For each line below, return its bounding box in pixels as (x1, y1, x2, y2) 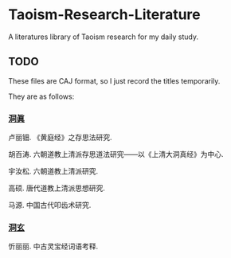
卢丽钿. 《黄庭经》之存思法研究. (8, 133, 113, 143)
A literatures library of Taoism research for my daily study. (8, 32, 199, 41)
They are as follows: (8, 92, 75, 101)
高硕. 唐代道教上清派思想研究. (8, 183, 106, 193)
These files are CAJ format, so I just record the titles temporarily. (8, 76, 221, 85)
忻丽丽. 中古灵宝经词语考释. (8, 241, 99, 252)
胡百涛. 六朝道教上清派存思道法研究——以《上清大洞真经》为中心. (8, 150, 225, 159)
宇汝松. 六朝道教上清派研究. (8, 166, 99, 176)
